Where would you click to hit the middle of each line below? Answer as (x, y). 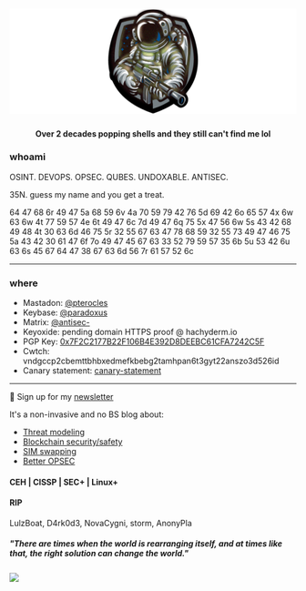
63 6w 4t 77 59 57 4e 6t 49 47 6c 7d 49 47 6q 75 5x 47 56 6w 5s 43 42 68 (151, 221)
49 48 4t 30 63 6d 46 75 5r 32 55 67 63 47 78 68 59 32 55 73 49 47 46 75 (150, 231)
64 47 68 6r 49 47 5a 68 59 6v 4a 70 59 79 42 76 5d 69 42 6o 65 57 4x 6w (152, 212)
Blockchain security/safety (72, 442)
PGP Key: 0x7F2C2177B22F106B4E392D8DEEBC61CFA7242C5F (143, 341)
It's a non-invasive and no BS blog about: (87, 414)
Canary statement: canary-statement (92, 371)
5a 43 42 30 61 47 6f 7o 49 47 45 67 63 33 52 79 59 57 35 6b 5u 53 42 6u (150, 241)
